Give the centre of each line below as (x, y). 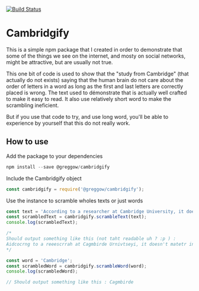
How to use (27, 142)
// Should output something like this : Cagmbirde (70, 282)
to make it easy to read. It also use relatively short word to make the (89, 99)
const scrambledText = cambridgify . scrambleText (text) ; (76, 217)
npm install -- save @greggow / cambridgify (58, 167)
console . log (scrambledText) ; (42, 223)
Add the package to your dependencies (54, 156)
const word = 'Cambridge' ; (39, 260)
